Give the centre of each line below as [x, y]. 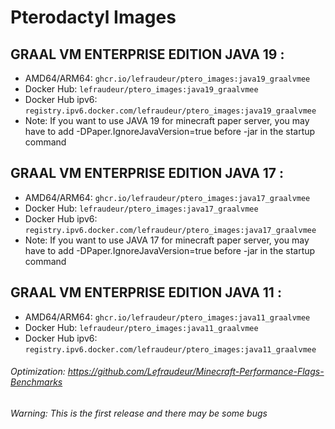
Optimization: [38, 372]
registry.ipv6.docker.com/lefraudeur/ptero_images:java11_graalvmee [170, 349]
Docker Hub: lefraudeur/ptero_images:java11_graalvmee [141, 327]
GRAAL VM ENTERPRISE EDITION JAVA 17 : [147, 173]
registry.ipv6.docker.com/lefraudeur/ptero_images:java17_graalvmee [170, 230]
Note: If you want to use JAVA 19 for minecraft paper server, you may [167, 120]
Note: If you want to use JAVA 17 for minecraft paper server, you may [167, 240]
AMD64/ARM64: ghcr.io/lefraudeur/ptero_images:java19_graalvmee [167, 78]
